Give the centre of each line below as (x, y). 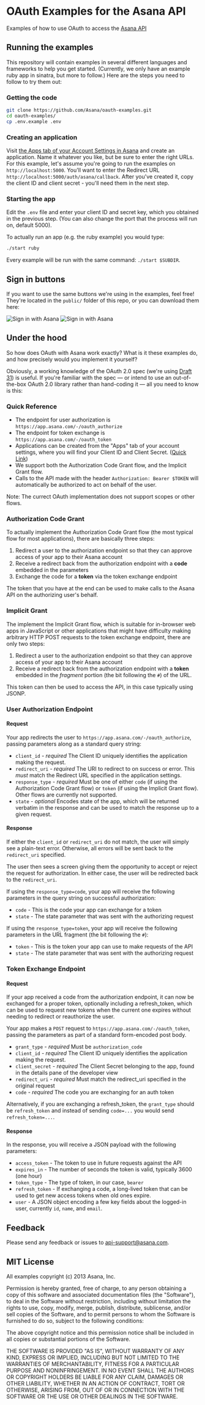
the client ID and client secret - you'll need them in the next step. (88, 183)
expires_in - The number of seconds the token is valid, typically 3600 (104, 1170)
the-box (16, 384)
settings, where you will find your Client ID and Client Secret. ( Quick (101, 452)
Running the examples (50, 47)
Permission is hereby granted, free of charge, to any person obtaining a (96, 1288)
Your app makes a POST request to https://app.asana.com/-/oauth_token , (99, 1028)
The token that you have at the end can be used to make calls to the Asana (100, 588)
